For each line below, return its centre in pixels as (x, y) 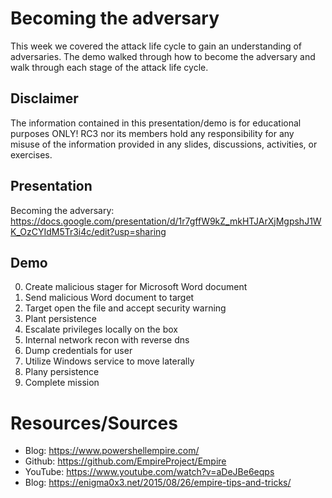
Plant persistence (60, 319)
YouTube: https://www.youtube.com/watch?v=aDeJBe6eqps (149, 472)
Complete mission (62, 383)
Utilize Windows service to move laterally (109, 361)
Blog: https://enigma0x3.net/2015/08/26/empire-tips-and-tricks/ (158, 483)
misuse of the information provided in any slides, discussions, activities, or (164, 144)
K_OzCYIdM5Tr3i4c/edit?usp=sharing (88, 231)
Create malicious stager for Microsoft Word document (136, 287)
